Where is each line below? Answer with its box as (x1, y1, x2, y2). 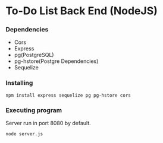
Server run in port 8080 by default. (5, 120, 92, 127)
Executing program (5, 106, 62, 114)
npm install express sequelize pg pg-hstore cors (5, 92, 131, 98)
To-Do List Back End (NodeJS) (5, 4, 158, 18)
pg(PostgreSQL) (14, 52, 54, 59)
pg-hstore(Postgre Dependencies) (14, 58, 99, 65)
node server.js (5, 131, 43, 137)
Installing (5, 79, 33, 87)
